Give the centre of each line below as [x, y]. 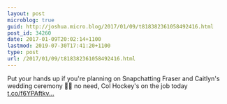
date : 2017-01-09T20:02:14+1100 [54, 40]
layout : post [26, 14]
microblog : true [31, 20]
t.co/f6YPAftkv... [31, 93]
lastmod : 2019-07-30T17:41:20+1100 [59, 46]
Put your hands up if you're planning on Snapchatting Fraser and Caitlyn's [113, 78]
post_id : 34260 [29, 33]
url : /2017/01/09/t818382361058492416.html [72, 59]
